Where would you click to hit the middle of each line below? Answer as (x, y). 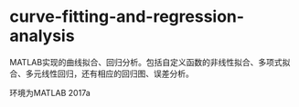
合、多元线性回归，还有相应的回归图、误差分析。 (101, 73)
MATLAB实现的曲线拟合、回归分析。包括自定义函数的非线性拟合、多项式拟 (150, 62)
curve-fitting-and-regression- (127, 17)
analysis (42, 36)
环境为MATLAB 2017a (50, 92)
